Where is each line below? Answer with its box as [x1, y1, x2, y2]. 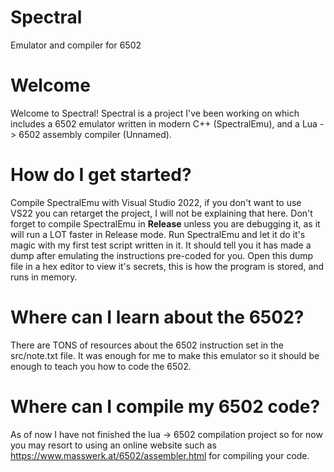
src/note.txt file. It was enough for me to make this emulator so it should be [10, 349, 320, 361]
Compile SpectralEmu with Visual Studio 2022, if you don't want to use [10, 196, 302, 208]
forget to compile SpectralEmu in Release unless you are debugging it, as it [10, 217, 321, 230]
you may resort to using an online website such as [10, 439, 217, 451]
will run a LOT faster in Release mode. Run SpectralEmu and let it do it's [10, 228, 306, 240]
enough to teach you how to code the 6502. [10, 360, 192, 372]
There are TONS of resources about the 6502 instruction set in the [10, 339, 285, 351]
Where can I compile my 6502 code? [10, 395, 321, 418]
